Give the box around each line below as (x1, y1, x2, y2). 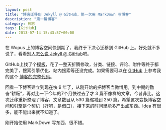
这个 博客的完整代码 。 (9, 74, 55, 79)
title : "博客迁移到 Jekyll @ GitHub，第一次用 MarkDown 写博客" (5, 12, 132, 17)
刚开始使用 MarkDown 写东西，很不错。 (5, 120, 87, 126)
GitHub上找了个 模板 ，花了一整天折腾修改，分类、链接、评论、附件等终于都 (5, 62, 159, 67)
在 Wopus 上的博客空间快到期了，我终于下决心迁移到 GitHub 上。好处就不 (5, 45, 157, 50)
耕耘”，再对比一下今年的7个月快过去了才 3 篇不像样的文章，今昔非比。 (11, 90, 156, 96)
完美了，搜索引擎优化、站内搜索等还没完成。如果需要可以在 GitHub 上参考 (5, 67, 157, 73)
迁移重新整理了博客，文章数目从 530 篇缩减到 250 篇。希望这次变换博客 (9, 97, 157, 102)
